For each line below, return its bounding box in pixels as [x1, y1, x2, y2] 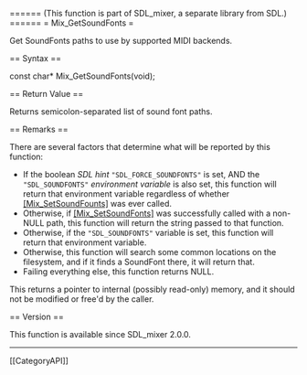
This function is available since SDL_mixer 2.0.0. [9, 329, 192, 339]
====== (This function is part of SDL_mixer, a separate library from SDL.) [9, 8, 288, 18]
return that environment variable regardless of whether [22, 188, 230, 199]
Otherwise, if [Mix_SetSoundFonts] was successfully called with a [22, 208, 271, 219]
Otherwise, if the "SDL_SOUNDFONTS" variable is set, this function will [22, 228, 274, 238]
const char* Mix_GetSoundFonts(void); [9, 70, 155, 81]
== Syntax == [9, 53, 62, 63]
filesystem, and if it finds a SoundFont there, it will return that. [22, 256, 256, 267]
